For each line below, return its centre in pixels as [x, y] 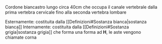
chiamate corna [21, 37]
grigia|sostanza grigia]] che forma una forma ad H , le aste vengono [73, 32]
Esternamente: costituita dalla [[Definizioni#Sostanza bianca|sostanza [76, 22]
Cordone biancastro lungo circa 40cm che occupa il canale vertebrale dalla [81, 7]
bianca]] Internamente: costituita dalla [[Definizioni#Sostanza [67, 27]
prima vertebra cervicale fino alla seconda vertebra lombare [66, 12]
